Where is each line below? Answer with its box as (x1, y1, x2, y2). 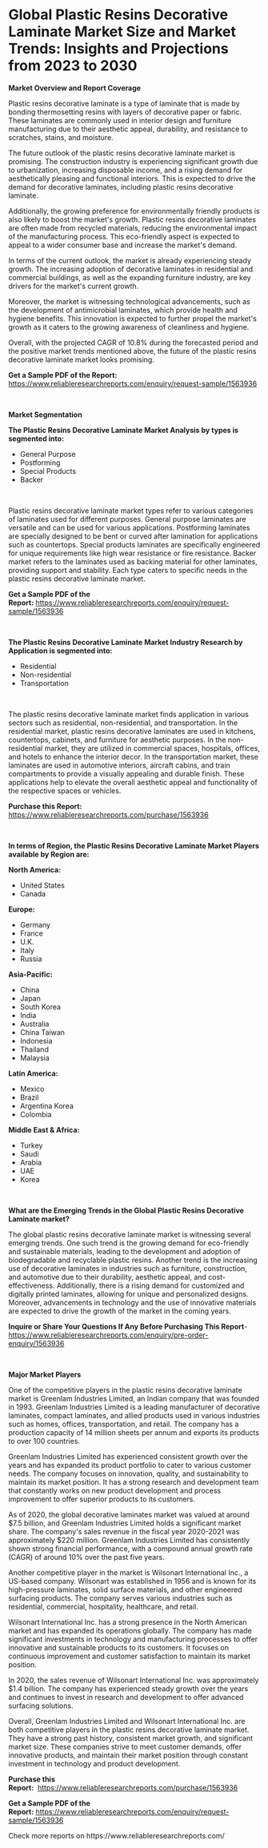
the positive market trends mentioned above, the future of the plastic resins (8, 346, 257, 355)
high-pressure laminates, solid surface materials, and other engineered (8, 1585, 242, 1594)
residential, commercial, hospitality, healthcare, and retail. (8, 1601, 198, 1611)
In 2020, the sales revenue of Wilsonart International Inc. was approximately (8, 1675, 259, 1685)
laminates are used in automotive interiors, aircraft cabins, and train (8, 760, 230, 770)
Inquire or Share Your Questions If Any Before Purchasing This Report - (8, 1321, 248, 1331)
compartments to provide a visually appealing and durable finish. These (8, 768, 245, 778)
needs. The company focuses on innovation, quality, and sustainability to (8, 1469, 249, 1478)
